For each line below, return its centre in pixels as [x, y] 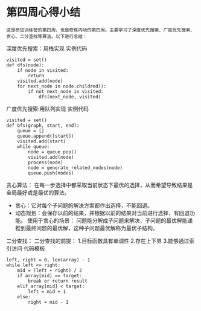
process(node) [46, 162]
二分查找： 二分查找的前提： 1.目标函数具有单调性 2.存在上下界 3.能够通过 [98, 241]
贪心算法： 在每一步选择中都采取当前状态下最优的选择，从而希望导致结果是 [100, 185]
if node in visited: [43, 70]
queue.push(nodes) [51, 173]
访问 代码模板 [28, 248]
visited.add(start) [42, 141]
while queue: [33, 146]
